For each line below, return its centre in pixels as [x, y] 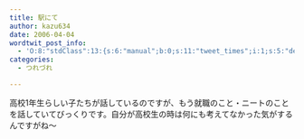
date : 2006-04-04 [42, 34]
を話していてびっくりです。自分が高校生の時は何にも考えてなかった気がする [152, 114]
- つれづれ [35, 69]
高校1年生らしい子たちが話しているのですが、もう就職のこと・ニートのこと [149, 102]
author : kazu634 [40, 26]
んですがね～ [33, 125]
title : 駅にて [34, 18]
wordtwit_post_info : [48, 43]
